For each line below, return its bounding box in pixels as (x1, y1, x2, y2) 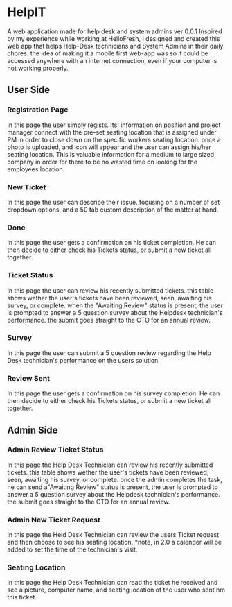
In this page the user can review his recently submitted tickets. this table (7, 286, 214, 295)
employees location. (7, 164, 65, 173)
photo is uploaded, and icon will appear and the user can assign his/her (7, 143, 211, 151)
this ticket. (7, 593, 37, 601)
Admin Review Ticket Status (7, 445, 104, 454)
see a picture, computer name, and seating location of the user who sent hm (7, 585, 226, 594)
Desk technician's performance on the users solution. (7, 356, 161, 364)
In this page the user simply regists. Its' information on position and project (7, 121, 221, 129)
